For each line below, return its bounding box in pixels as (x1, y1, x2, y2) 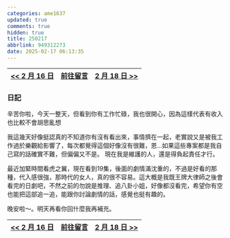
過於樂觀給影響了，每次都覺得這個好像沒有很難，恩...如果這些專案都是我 (12, 142, 217, 150)
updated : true (7, 16, 48, 23)
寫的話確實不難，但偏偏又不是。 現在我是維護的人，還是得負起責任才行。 (12, 150, 219, 158)
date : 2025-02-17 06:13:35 (7, 49, 84, 55)
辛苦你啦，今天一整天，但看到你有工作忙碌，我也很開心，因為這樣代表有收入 (7, 110, 223, 118)
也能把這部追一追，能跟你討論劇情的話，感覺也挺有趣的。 (7, 190, 169, 198)
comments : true (7, 23, 51, 29)
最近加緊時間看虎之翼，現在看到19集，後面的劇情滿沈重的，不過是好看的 (7, 165, 212, 173)
